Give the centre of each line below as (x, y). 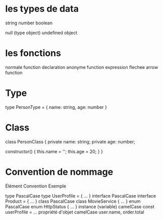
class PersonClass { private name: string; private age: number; (70, 141)
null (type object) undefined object (41, 32)
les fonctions (33, 53)
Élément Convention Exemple (36, 186)
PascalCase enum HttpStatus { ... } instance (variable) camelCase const (80, 206)
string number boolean (29, 23)
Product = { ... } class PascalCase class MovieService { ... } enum (73, 201)
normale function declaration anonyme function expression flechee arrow (82, 67)
